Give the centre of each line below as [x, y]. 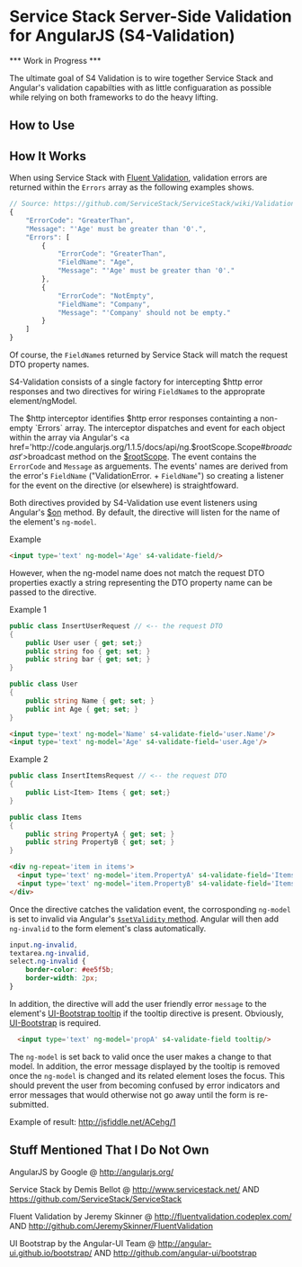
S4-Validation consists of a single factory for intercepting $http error [136, 382]
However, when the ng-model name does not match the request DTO [137, 572]
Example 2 [29, 759]
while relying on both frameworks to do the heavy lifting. [114, 97]
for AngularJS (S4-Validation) [122, 36]
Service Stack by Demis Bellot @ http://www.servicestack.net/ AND [134, 1189]
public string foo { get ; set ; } [88, 651]
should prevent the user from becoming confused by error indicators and [145, 1085]
